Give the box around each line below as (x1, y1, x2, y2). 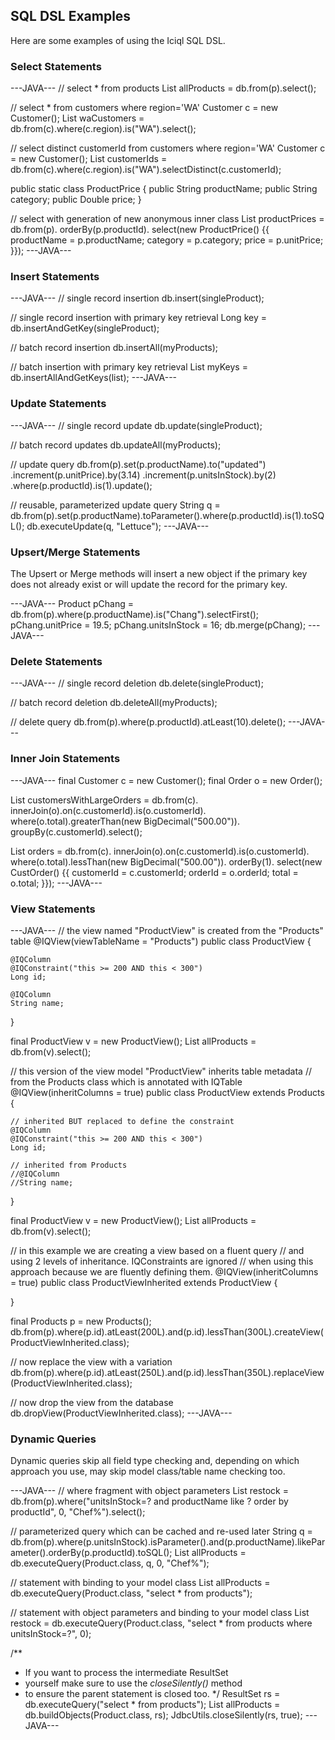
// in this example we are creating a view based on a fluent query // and (10, 1244, 305, 1256)
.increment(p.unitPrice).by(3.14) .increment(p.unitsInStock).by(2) (10, 469, 277, 481)
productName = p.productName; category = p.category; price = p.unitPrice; (10, 234, 324, 246)
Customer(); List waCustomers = (10, 112, 145, 124)
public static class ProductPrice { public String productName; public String (10, 183, 318, 195)
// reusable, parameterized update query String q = (10, 499, 221, 511)
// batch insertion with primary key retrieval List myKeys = (10, 361, 248, 373)
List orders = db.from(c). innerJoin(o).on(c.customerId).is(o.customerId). (10, 845, 310, 857)
